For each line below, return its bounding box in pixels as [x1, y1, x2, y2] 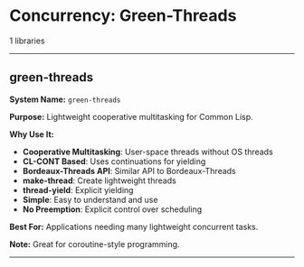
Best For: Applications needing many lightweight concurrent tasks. [9, 221, 259, 232]
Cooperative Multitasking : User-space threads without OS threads [22, 146, 273, 157]
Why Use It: [9, 128, 54, 140]
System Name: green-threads [9, 94, 121, 105]
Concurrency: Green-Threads [9, 5, 237, 26]
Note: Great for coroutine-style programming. [9, 238, 180, 249]
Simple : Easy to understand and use [22, 194, 158, 205]
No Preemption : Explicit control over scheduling [22, 204, 203, 215]
